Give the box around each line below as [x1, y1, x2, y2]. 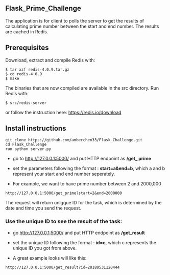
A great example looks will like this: [12, 255, 87, 261]
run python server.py [5, 146, 52, 152]
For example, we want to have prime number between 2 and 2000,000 [12, 181, 162, 187]
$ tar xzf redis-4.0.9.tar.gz [5, 67, 70, 72]
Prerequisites [5, 44, 49, 52]
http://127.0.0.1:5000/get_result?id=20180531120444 [5, 265, 120, 270]
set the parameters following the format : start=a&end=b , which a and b [12, 165, 165, 172]
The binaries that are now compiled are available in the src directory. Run [5, 84, 159, 91]
